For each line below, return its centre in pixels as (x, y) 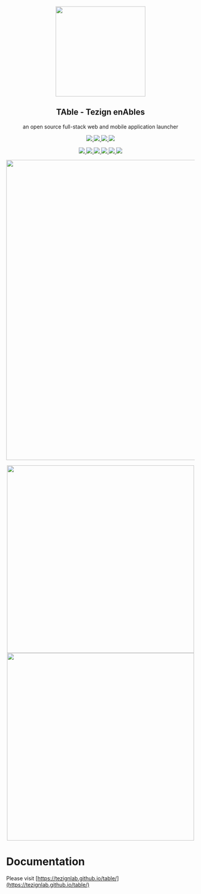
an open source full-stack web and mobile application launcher (100, 127)
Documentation (46, 862)
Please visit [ (22, 878)
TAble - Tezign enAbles (100, 112)
